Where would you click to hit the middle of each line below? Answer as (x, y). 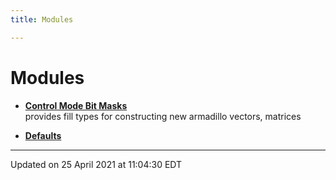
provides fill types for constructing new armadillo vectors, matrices (163, 116)
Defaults (43, 135)
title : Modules (42, 19)
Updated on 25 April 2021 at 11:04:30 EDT (96, 164)
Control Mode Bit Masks (76, 105)
